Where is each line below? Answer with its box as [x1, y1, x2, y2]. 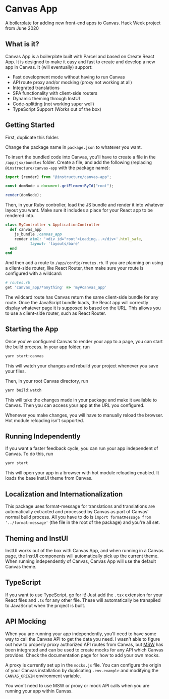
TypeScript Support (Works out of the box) [12, 106, 102, 112]
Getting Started [5, 121, 55, 130]
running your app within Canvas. [5, 688, 73, 694]
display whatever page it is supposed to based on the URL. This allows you [5, 305, 161, 311]
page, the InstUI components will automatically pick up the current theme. [5, 553, 159, 559]
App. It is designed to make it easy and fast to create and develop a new [5, 59, 155, 65]
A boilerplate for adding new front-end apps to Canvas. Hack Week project [5, 20, 161, 26]
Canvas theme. [5, 563, 37, 569]
